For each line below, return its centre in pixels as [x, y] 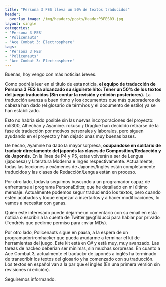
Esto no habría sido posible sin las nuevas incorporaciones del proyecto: [79, 120]
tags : [11, 47]
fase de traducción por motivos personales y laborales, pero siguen [74, 131]
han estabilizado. [23, 111]
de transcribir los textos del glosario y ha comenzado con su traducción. [79, 259]
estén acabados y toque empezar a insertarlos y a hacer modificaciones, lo [82, 198]
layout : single [21, 24]
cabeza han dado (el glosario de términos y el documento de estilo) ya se [80, 105]
